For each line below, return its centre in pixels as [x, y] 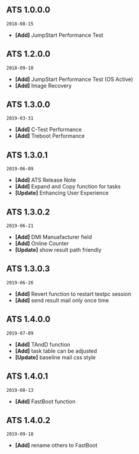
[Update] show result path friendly [58, 250]
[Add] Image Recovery [43, 85]
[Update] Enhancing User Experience [62, 193]
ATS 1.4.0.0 [28, 319]
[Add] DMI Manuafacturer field [53, 237]
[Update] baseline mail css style [55, 357]
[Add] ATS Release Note [46, 180]
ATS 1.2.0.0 [28, 54]
